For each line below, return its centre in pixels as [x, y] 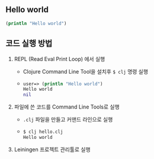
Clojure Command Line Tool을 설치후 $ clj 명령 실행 [86, 71]
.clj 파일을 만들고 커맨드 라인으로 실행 [68, 120]
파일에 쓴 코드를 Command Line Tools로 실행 [67, 107]
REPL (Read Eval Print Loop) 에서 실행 [60, 59]
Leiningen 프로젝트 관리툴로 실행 [52, 149]
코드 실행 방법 [29, 44]
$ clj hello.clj [43, 132]
